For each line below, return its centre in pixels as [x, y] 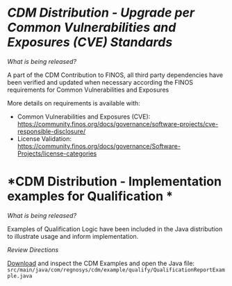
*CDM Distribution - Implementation [115, 182]
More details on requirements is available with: [74, 103]
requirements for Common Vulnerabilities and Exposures [88, 90]
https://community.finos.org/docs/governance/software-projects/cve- [118, 124]
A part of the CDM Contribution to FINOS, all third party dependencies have [115, 75]
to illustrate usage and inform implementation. [73, 236]
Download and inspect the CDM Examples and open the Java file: [101, 263]
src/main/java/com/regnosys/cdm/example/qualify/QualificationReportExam [116, 270]
